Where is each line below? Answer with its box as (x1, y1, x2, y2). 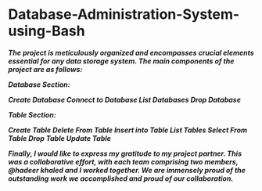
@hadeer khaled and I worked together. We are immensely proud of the (8, 165, 246, 175)
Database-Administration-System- (8, 5, 240, 23)
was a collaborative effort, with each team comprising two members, (8, 157, 239, 166)
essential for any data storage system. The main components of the (8, 56, 235, 66)
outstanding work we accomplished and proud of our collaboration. (8, 174, 234, 183)
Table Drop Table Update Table (8, 133, 112, 142)
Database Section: (8, 80, 70, 89)
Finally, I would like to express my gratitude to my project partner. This (8, 149, 242, 158)
